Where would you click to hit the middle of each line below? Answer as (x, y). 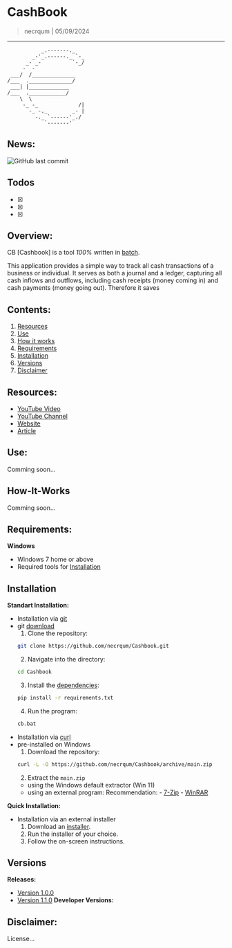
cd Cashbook (34, 672)
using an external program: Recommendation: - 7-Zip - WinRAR (118, 792)
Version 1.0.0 (35, 893)
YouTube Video (39, 409)
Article (27, 431)
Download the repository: (64, 751)
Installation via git (42, 619)
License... (21, 939)
